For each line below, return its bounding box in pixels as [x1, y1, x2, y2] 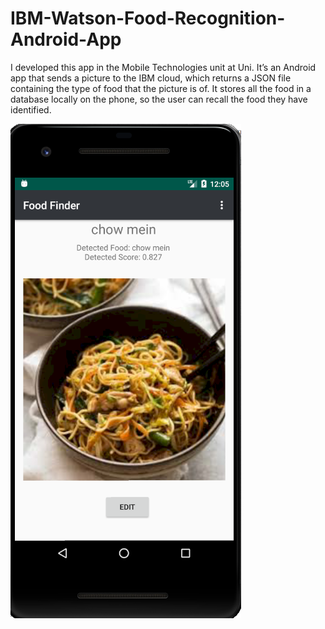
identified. [10, 103, 52, 116]
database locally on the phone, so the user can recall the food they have [10, 93, 308, 105]
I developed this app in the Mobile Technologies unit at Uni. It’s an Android [10, 61, 317, 73]
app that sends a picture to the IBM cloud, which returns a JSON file [10, 72, 292, 84]
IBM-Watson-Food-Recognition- [10, 7, 286, 30]
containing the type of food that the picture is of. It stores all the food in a [10, 82, 312, 94]
